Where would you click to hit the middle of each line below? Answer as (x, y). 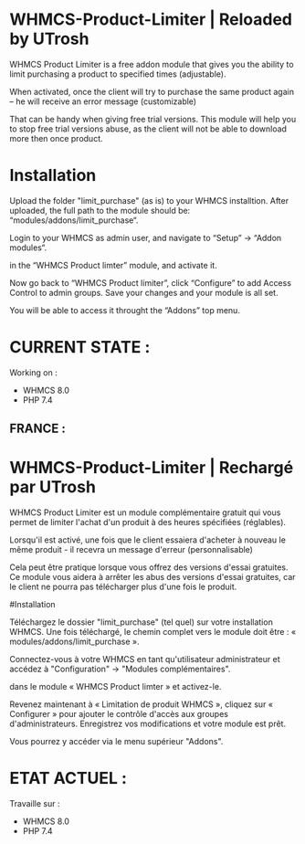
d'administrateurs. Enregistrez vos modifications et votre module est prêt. (147, 724)
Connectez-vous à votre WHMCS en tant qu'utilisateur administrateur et (145, 659)
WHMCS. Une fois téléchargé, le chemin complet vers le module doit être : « (153, 632)
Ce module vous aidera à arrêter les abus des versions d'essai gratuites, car (152, 577)
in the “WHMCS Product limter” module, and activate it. (113, 265)
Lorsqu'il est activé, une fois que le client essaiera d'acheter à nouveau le (147, 540)
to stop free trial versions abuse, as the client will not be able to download (148, 129)
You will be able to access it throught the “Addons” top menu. (125, 310)
